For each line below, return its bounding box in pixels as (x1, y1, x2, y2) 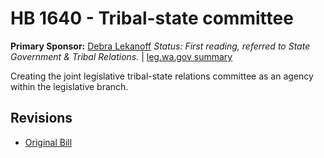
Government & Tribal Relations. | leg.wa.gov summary (10, 50, 233, 62)
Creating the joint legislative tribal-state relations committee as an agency (10, 70, 314, 82)
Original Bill (24, 136, 73, 148)
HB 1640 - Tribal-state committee (10, 7, 294, 30)
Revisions (10, 110, 73, 127)
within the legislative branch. (10, 80, 129, 92)
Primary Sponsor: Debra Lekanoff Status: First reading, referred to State (10, 40, 311, 52)
